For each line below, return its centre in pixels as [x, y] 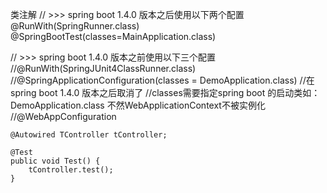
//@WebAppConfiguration [63, 116]
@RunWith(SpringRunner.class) [75, 26]
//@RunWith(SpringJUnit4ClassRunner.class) [103, 68]
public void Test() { [55, 161]
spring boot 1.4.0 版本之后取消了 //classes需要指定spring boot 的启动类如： [165, 92]
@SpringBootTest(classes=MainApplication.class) [113, 36]
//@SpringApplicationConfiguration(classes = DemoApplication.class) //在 [162, 80]
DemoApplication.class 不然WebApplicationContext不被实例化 [138, 105]
